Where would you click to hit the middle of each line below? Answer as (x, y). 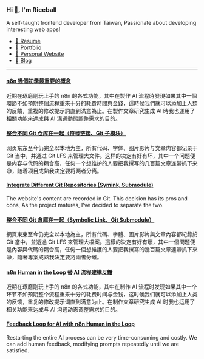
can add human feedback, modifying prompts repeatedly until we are (93, 344)
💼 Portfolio (28, 47)
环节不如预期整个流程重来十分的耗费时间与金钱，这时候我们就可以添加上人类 (102, 295)
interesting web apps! (33, 29)
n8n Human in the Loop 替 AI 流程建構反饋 (59, 272)
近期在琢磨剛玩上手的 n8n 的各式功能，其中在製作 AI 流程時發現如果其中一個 (102, 95)
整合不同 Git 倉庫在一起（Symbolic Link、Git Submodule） (80, 220)
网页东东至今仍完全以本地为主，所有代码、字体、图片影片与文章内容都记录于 (102, 148)
